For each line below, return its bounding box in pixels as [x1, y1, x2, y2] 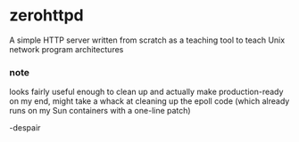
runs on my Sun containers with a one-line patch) [9, 106, 191, 116]
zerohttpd [9, 5, 84, 26]
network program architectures [9, 43, 124, 54]
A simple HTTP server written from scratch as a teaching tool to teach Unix [9, 35, 286, 45]
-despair [9, 122, 41, 133]
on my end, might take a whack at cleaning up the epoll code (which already [9, 96, 290, 106]
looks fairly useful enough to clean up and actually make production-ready [9, 86, 284, 98]
